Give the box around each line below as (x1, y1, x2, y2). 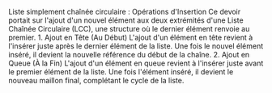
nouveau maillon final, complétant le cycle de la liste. (8, 76, 185, 85)
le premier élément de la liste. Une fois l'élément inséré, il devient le (8, 67, 234, 76)
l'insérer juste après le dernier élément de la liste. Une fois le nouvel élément (8, 41, 264, 51)
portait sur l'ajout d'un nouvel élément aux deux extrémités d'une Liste (8, 15, 244, 25)
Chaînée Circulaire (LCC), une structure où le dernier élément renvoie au (8, 24, 250, 33)
